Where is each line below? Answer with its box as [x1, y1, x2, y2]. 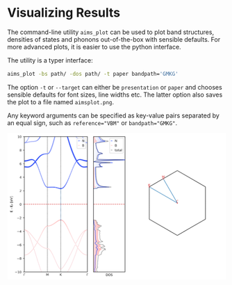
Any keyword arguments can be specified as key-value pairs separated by [7, 111, 220, 120]
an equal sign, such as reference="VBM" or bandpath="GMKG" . [7, 118, 178, 127]
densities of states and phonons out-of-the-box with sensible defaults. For [7, 35, 221, 43]
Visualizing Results [7, 5, 120, 21]
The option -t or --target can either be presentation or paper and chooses [7, 83, 222, 91]
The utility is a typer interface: [7, 56, 94, 64]
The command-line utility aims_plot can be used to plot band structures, [7, 28, 214, 36]
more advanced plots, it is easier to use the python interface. [7, 42, 182, 51]
